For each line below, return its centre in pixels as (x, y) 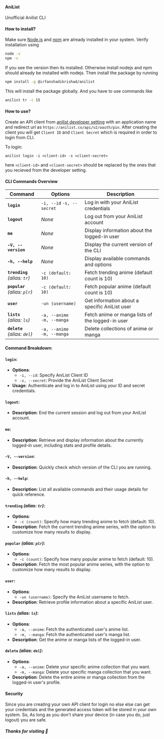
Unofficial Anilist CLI (25, 18)
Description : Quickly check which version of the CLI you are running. (82, 467)
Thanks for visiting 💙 (27, 731)
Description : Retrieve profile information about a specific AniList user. (82, 602)
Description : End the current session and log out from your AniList (79, 413)
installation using (22, 45)
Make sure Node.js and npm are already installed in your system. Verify (77, 40)
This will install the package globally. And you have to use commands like (79, 91)
